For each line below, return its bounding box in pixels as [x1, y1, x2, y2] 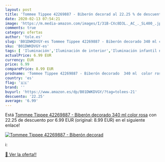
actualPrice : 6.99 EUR [5, 53, 52, 58]
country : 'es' [5, 76, 34, 81]
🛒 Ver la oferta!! [5, 152, 37, 158]
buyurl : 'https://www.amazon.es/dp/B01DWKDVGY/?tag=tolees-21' [5, 89, 137, 94]
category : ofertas [5, 30, 43, 35]
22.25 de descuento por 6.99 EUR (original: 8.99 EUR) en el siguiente [5, 117, 145, 123]
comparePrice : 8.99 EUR [5, 67, 54, 72]
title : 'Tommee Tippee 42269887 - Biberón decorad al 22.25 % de [5, 12, 141, 17]
